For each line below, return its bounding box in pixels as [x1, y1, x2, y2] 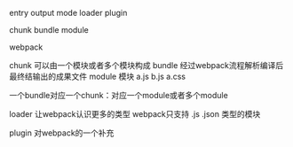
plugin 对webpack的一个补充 [9, 128, 115, 138]
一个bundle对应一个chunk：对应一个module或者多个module [9, 90, 228, 100]
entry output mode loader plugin [9, 8, 128, 18]
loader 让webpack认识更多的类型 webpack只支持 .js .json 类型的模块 [9, 109, 261, 119]
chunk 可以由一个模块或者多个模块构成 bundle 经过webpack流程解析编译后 [9, 60, 284, 70]
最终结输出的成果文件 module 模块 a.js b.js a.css [9, 71, 186, 81]
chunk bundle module [9, 25, 89, 35]
